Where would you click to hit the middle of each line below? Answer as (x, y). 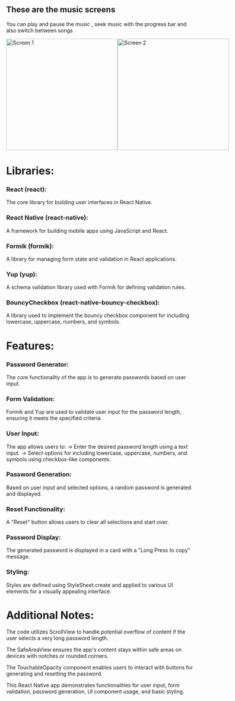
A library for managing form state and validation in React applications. (91, 259)
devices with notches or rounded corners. (57, 656)
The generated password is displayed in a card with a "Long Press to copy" (99, 550)
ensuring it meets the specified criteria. (54, 418)
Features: (30, 346)
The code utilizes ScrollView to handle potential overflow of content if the (96, 632)
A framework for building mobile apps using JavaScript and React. (87, 230)
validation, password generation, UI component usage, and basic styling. (95, 692)
